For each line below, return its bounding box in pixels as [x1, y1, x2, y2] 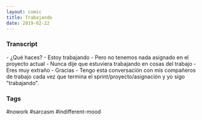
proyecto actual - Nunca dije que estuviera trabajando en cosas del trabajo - [6, 60, 197, 67]
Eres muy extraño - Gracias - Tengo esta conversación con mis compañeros [6, 66, 196, 74]
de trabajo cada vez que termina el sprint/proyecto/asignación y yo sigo [6, 73, 185, 80]
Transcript [6, 40, 38, 48]
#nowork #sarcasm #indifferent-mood [6, 108, 101, 115]
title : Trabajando [6, 14, 52, 21]
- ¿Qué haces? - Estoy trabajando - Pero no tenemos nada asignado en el [6, 54, 189, 61]
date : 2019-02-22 [6, 20, 50, 26]
